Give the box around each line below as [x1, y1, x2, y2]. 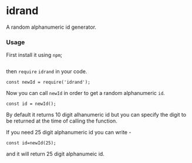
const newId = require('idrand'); [6, 79, 91, 86]
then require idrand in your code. [6, 68, 87, 75]
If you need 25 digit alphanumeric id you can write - [6, 129, 132, 136]
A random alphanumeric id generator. [6, 23, 97, 30]
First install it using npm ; [6, 52, 63, 59]
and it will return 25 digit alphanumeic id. [6, 151, 105, 158]
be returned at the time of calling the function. [6, 117, 117, 124]
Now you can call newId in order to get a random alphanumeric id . [6, 90, 166, 97]
